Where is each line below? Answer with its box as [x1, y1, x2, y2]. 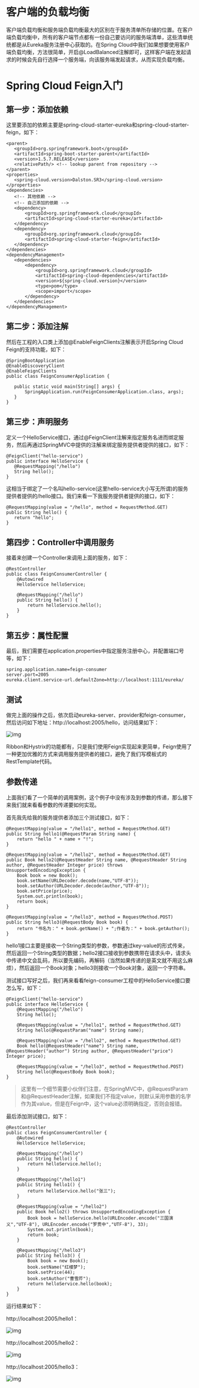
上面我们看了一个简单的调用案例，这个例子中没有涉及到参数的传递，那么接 [6, 793, 188, 801]
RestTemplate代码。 [6, 758, 55, 765]
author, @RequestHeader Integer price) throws [6, 862, 123, 868]
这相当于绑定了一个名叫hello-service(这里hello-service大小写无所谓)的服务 [6, 485, 188, 492]
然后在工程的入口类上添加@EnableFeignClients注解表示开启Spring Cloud [6, 338, 184, 345]
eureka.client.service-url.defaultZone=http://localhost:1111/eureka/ [6, 677, 184, 683]
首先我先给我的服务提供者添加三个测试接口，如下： [6, 814, 131, 821]
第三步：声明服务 [6, 417, 69, 427]
